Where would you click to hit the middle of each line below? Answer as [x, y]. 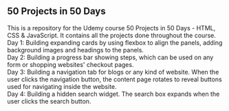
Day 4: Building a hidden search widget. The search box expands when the [113, 94]
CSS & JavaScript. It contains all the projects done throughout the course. [112, 35]
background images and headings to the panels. [76, 50]
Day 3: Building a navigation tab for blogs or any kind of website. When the [113, 72]
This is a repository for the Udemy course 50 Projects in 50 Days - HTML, [111, 28]
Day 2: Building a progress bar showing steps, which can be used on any [110, 57]
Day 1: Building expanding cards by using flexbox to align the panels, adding [115, 42]
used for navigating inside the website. [62, 86]
